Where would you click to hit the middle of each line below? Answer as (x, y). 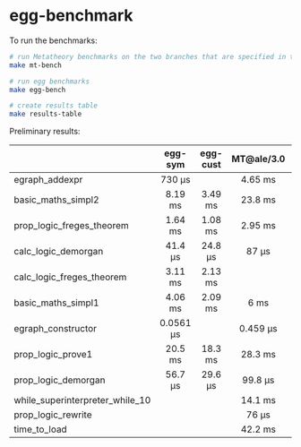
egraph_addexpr (48, 180)
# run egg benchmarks (50, 82)
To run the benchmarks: (53, 40)
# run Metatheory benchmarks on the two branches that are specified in (148, 56)
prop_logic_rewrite (53, 415)
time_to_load (40, 429)
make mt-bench (36, 65)
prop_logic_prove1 (53, 355)
